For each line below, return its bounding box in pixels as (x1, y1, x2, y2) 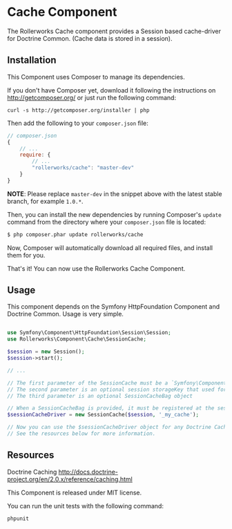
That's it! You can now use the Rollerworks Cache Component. (7, 264, 186, 273)
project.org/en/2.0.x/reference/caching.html (7, 474, 133, 483)
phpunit (7, 515, 30, 522)
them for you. (7, 251, 46, 259)
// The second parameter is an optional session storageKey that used (7, 386, 215, 393)
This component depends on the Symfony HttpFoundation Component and (7, 302, 220, 311)
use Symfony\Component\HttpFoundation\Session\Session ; (7, 329, 171, 336)
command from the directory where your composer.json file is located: (7, 218, 206, 226)
